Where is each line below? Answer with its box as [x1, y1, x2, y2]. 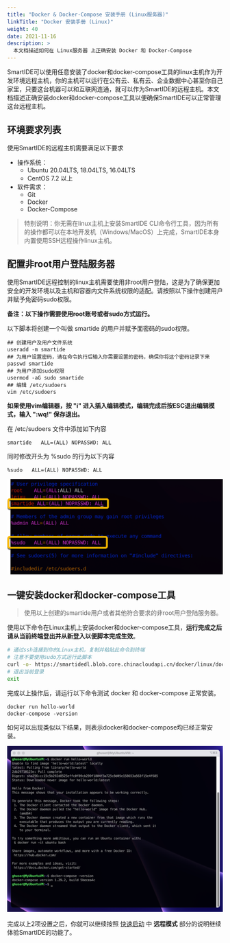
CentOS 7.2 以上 [27, 174, 73, 182]
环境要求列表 [7, 124, 62, 136]
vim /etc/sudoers [7, 388, 57, 395]
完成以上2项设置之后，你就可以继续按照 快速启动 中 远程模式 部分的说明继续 [7, 920, 222, 928]
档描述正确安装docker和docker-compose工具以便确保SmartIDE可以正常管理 [7, 93, 222, 102]
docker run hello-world [7, 703, 75, 710]
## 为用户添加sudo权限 [7, 367, 65, 374]
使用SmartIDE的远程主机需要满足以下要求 [7, 143, 124, 152]
